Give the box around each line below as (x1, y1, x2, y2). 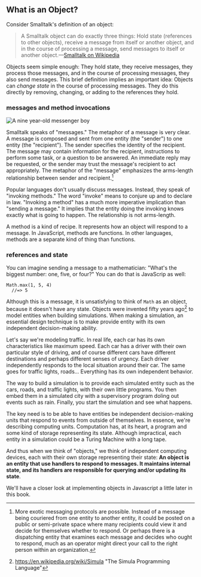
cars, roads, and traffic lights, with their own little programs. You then (6, 386, 177, 393)
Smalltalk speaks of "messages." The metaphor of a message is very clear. (6, 129, 191, 136)
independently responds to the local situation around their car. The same (6, 361, 185, 368)
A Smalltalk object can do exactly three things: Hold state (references (20, 32, 193, 40)
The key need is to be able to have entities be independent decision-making (6, 410, 193, 417)
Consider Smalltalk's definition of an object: (6, 20, 114, 28)
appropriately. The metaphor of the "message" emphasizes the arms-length (6, 167, 193, 174)
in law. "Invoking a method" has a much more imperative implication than (6, 198, 186, 206)
